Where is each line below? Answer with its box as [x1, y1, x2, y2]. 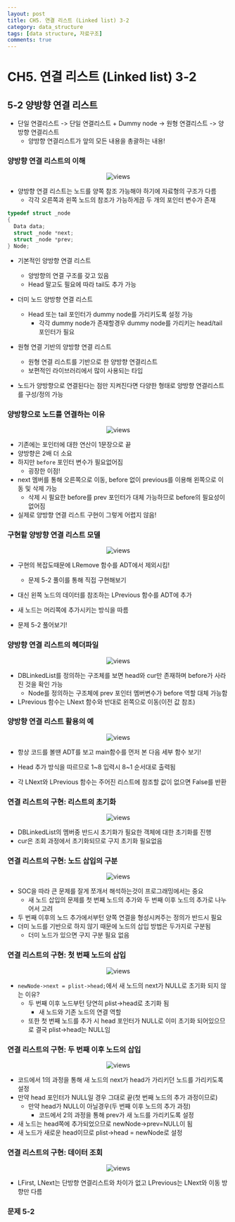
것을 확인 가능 [25, 680, 63, 688]
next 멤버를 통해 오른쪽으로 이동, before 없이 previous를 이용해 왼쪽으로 [17, 475, 217, 484]
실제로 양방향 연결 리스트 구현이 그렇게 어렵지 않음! [17, 510, 157, 519]
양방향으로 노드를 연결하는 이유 [7, 409, 106, 419]
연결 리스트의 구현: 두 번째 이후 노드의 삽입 [7, 1045, 141, 1054]
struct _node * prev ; [13, 236, 74, 243]
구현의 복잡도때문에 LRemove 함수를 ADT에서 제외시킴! [17, 561, 170, 569]
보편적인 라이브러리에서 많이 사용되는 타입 [27, 366, 144, 374]
